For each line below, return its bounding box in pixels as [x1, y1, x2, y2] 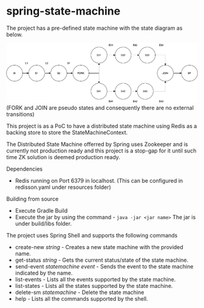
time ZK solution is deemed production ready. [6, 154, 120, 161]
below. [6, 30, 23, 38]
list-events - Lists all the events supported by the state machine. [15, 276, 176, 283]
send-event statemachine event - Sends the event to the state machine [15, 263, 194, 270]
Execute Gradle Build [15, 207, 68, 214]
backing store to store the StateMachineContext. [6, 129, 128, 136]
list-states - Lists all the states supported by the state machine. [15, 282, 173, 290]
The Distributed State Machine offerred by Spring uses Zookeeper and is [6, 141, 188, 148]
